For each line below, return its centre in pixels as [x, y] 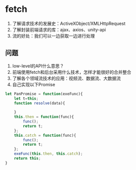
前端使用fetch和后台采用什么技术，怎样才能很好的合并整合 [72, 72]
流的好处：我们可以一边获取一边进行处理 [53, 36]
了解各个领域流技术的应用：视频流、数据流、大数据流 [67, 78]
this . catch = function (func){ [45, 135]
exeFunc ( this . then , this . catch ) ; [48, 154]
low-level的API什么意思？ [38, 66]
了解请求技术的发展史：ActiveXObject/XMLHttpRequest [69, 23]
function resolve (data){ [40, 103]
